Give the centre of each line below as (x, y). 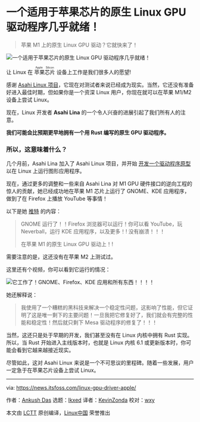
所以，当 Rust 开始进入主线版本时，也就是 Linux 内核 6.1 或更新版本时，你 (96, 343)
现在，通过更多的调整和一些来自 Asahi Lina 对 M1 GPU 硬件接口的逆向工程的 (99, 184)
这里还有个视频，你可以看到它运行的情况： (58, 270)
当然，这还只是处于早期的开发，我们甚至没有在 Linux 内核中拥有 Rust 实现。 (99, 335)
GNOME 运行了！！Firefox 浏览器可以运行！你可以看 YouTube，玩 (101, 224)
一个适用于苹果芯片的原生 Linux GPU (96, 12)
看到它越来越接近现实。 (45, 350)
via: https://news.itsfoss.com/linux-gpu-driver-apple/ (71, 388)
